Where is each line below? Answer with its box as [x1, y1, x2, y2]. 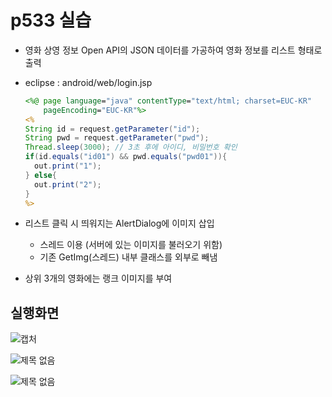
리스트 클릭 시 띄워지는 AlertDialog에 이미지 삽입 [24, 217, 215, 230]
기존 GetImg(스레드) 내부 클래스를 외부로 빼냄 [39, 251, 218, 263]
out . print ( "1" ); [34, 161, 102, 171]
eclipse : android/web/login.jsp [24, 76, 153, 88]
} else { [24, 170, 57, 180]
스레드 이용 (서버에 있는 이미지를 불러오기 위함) [39, 239, 223, 251]
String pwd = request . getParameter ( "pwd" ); [24, 133, 210, 143]
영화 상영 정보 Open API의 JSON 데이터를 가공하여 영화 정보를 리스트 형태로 [24, 44, 323, 56]
